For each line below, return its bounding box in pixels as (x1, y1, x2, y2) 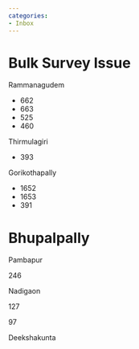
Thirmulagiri (8, 137, 48, 147)
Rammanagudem (8, 80, 65, 90)
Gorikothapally (8, 168, 57, 177)
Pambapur (8, 255, 43, 265)
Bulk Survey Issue (8, 54, 131, 72)
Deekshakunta (8, 333, 56, 343)
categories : (8, 11, 48, 20)
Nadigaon (8, 286, 41, 296)
